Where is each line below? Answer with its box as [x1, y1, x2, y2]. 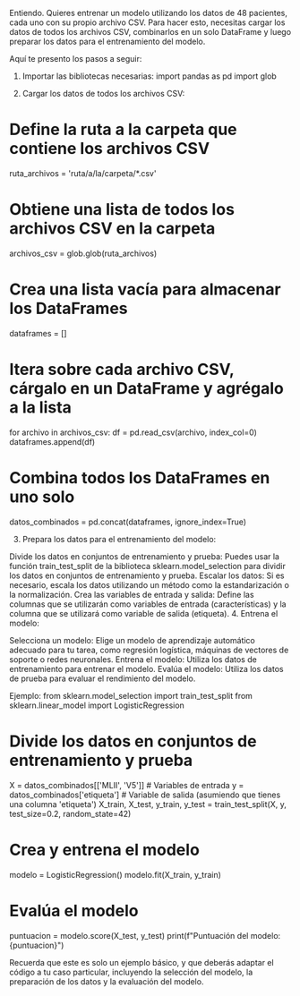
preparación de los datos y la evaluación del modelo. [9, 975, 204, 987]
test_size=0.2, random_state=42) [9, 808, 132, 819]
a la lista [9, 397, 72, 417]
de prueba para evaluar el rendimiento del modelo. [9, 673, 196, 684]
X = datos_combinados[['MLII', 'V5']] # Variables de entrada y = [9, 779, 244, 790]
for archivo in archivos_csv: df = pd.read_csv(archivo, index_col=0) [9, 427, 258, 438]
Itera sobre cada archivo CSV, [9, 360, 235, 379]
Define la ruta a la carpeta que [9, 120, 237, 140]
